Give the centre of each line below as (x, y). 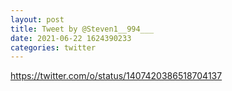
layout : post (37, 19)
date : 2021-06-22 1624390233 (71, 38)
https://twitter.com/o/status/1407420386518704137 (116, 76)
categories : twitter (53, 47)
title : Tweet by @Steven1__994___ (82, 29)
